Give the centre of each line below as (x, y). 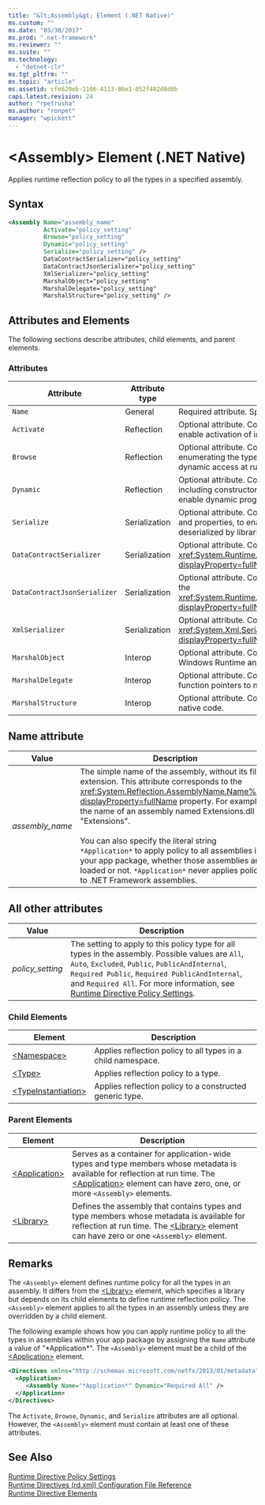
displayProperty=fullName (129, 801)
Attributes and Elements (69, 320)
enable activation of (215, 435)
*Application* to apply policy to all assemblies (166, 851)
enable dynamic (208, 500)
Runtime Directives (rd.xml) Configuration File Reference (100, 1484)
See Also (30, 1457)
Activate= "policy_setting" (88, 230)
